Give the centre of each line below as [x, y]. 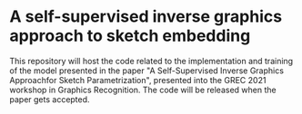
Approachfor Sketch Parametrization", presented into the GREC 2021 [138, 80]
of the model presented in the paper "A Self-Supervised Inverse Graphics [147, 71]
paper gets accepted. [50, 99]
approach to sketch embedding [130, 36]
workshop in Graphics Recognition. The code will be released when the [143, 90]
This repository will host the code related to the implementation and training [151, 61]
